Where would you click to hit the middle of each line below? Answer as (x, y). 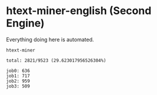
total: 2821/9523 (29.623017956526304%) (56, 60)
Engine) (26, 23)
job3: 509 (18, 86)
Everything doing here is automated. (50, 39)
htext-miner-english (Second (79, 11)
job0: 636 (18, 71)
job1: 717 (18, 76)
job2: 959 (18, 81)
